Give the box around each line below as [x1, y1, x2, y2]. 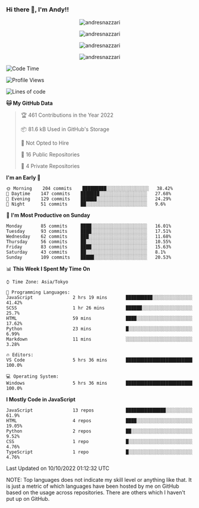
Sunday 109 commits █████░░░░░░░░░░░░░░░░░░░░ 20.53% [6, 254, 171, 261]
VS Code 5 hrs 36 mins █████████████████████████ [6, 357, 193, 363]
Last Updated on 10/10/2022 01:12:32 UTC [6, 465, 110, 472]
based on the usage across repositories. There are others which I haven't [6, 489, 185, 496]
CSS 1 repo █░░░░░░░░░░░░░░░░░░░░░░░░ [6, 439, 193, 445]
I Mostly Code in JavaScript [6, 396, 76, 403]
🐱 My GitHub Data [6, 99, 53, 107]
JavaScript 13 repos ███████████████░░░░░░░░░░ [6, 407, 193, 413]
